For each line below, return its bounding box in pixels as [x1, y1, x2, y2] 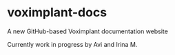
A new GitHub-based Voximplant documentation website [7, 27, 169, 35]
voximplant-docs [7, 5, 107, 20]
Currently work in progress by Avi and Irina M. [7, 40, 138, 48]
